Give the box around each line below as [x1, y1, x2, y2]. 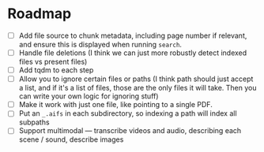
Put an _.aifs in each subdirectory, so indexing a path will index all [18, 109, 238, 118]
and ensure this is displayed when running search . [18, 40, 183, 49]
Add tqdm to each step [18, 65, 94, 75]
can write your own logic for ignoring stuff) [18, 91, 159, 101]
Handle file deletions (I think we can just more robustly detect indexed [18, 48, 247, 57]
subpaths [18, 117, 50, 127]
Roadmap [7, 5, 72, 23]
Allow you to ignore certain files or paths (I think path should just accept [18, 74, 254, 83]
